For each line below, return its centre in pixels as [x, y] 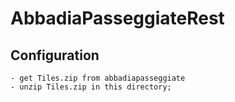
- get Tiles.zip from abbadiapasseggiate [98, 78]
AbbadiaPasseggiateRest [117, 18]
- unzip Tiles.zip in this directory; [91, 87]
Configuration [55, 55]
